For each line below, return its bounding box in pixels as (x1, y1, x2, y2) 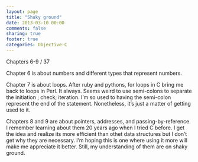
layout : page (6, 8, 38, 15)
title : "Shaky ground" (6, 14, 62, 20)
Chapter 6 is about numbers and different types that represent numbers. (6, 69, 182, 77)
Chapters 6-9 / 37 (6, 58, 50, 65)
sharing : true (6, 31, 41, 37)
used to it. (6, 106, 31, 113)
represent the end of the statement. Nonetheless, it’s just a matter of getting (6, 100, 191, 107)
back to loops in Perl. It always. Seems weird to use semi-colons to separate (6, 87, 192, 94)
